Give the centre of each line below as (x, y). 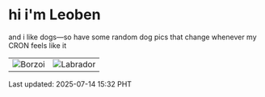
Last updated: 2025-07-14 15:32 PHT (70, 84)
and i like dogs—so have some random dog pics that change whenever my (132, 37)
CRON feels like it (38, 45)
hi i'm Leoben (55, 15)
